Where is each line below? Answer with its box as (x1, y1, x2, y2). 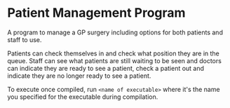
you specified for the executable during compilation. (7, 93, 158, 101)
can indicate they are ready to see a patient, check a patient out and (7, 64, 205, 72)
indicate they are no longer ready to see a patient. (7, 72, 151, 80)
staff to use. (7, 35, 42, 43)
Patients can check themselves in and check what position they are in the (7, 49, 219, 58)
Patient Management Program (7, 5, 186, 21)
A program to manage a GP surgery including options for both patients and (7, 28, 223, 36)
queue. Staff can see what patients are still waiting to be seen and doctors (7, 56, 222, 65)
